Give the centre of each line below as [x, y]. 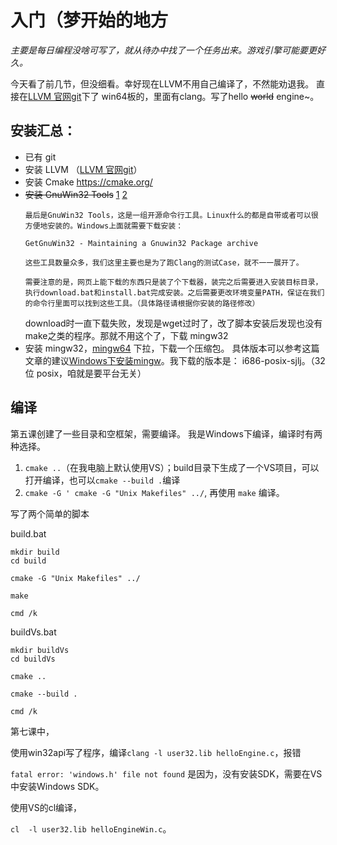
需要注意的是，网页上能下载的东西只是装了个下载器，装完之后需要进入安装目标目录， [173, 282]
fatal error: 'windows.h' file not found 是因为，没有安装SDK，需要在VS [166, 773]
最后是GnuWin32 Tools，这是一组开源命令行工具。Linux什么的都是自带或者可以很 [171, 215]
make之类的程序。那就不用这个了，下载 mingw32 [126, 335]
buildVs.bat [33, 632]
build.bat [28, 533]
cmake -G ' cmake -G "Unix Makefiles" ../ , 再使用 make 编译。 [154, 492]
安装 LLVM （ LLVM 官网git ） [83, 169]
